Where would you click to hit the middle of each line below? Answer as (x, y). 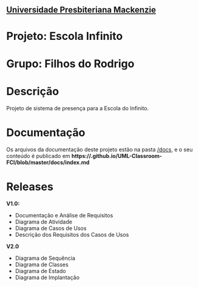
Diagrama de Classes (42, 264)
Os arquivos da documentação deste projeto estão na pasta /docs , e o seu (99, 149)
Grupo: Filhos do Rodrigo (70, 64)
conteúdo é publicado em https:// (49, 156)
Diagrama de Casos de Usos (51, 228)
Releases (30, 186)
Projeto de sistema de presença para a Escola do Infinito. (78, 108)
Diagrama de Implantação (47, 277)
